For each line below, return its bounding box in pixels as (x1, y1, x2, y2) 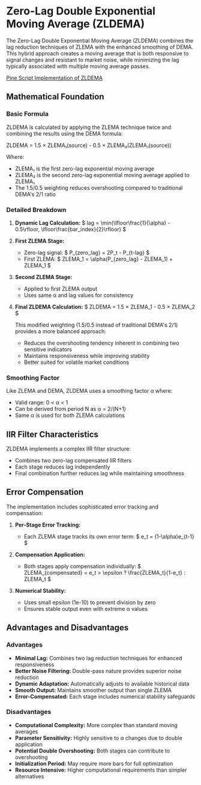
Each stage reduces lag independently (14, 463, 110, 471)
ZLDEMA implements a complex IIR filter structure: (6, 445, 131, 452)
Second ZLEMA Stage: (14, 273, 73, 281)
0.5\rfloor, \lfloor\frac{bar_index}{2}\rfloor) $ (14, 225, 127, 233)
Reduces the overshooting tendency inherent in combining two (23, 339, 179, 346)
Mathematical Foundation (6, 92, 104, 102)
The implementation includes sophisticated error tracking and (6, 503, 159, 510)
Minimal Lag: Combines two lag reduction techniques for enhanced (14, 654, 182, 661)
